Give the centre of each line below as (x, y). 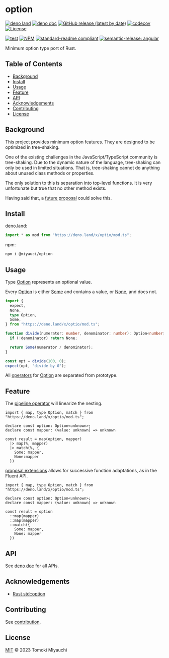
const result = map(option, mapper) (44, 439)
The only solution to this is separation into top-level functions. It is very (79, 183)
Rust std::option (29, 593)
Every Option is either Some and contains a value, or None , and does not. (81, 292)
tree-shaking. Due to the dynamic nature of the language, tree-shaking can (83, 162)
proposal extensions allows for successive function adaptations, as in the (81, 471)
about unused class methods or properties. (50, 173)
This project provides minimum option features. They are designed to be (80, 142)
